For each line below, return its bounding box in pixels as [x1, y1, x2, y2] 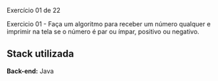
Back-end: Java [6, 67, 54, 75]
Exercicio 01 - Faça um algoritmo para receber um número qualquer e [6, 20, 211, 28]
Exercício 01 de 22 [6, 6, 61, 14]
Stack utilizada [6, 48, 74, 60]
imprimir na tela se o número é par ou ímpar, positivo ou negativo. [6, 28, 200, 36]
